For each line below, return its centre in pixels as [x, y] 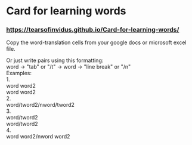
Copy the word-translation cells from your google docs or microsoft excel [96, 42]
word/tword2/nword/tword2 [40, 105]
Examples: [19, 73]
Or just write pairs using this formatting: [55, 60]
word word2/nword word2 [38, 137]
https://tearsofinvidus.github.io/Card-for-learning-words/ [93, 30]
